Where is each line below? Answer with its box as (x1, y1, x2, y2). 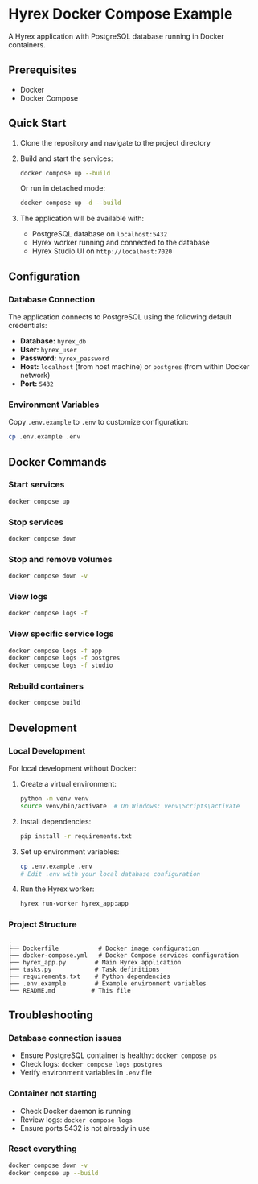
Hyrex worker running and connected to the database (31, 238, 211, 248)
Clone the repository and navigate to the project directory (19, 138, 211, 147)
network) (19, 371, 51, 380)
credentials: (8, 321, 47, 330)
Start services (8, 479, 65, 491)
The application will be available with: (19, 214, 145, 224)
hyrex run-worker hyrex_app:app (19, 900, 129, 908)
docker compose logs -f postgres (8, 654, 121, 662)
